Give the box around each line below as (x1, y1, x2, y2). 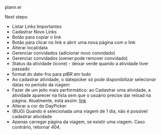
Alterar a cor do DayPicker (11, 103, 67, 109)
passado (11, 66, 30, 72)
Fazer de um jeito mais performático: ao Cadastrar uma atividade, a (11, 87, 151, 93)
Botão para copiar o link (11, 34, 61, 40)
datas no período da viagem (11, 82, 70, 88)
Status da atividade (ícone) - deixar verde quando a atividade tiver (11, 61, 148, 66)
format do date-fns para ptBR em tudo (11, 71, 91, 77)
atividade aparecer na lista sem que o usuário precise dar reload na (11, 92, 151, 98)
